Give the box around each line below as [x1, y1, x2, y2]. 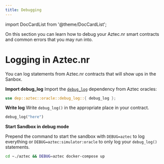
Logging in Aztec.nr [5, 54, 90, 66]
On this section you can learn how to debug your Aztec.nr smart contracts [5, 31, 159, 37]
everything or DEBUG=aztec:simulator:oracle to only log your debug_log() [5, 139, 157, 145]
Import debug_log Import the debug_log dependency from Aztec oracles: [5, 86, 157, 92]
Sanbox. [5, 76, 23, 82]
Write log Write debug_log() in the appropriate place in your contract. [5, 104, 149, 111]
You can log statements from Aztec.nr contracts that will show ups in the [5, 71, 156, 77]
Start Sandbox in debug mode [5, 124, 69, 130]
